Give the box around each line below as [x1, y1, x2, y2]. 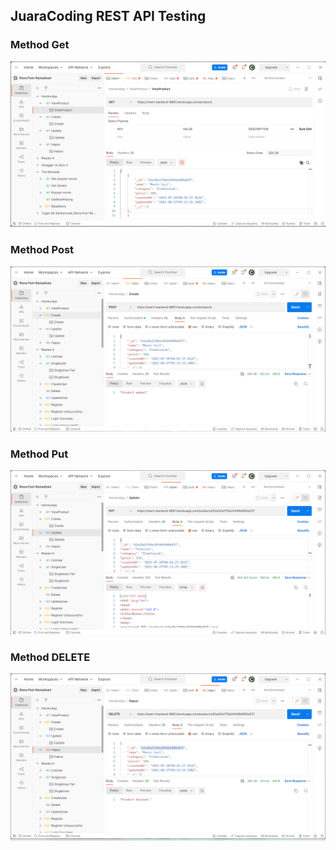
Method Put [10, 447, 69, 461]
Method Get [10, 38, 70, 52]
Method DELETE [10, 650, 91, 664]
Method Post [10, 243, 75, 257]
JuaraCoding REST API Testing [10, 8, 207, 25]
